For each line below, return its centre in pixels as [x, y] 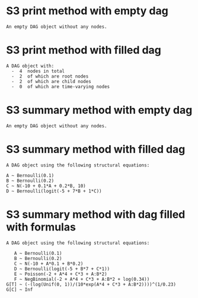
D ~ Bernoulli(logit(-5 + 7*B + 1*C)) [54, 191]
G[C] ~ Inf [20, 289]
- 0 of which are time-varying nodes [61, 86]
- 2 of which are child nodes [52, 81]
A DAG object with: [30, 66]
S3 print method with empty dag [87, 11]
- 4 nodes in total [38, 71]
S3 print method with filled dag [84, 50]
